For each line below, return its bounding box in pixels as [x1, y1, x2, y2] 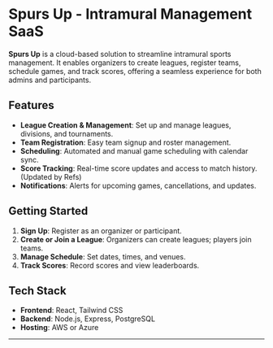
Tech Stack [8, 284, 67, 298]
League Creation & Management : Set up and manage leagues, [19, 120, 232, 130]
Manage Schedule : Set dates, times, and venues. [19, 251, 186, 261]
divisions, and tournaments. [19, 128, 114, 138]
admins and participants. [8, 75, 92, 85]
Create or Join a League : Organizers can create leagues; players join [19, 234, 252, 244]
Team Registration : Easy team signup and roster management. [19, 137, 232, 147]
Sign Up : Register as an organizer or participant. [19, 225, 183, 236]
